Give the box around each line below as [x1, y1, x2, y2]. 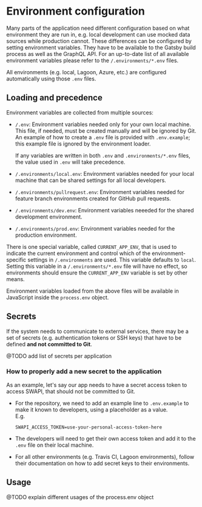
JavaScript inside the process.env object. [6, 293, 109, 301]
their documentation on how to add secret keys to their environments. [15, 460, 190, 467]
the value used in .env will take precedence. [15, 158, 126, 166]
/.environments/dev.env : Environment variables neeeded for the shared [15, 206, 194, 214]
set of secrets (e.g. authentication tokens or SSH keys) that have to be [6, 334, 182, 341]
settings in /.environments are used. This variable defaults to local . [27, 256, 196, 263]
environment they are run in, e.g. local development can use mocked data [6, 30, 190, 38]
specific [6, 256, 27, 263]
